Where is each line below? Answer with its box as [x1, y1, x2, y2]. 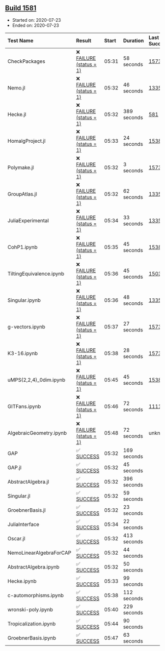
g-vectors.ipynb [7, 323, 46, 330]
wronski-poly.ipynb [7, 606, 53, 613]
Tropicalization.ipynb [7, 620, 56, 627]
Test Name [7, 37, 33, 44]
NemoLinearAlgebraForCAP [7, 549, 72, 556]
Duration [123, 37, 144, 44]
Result [76, 37, 92, 44]
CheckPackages [7, 58, 46, 65]
